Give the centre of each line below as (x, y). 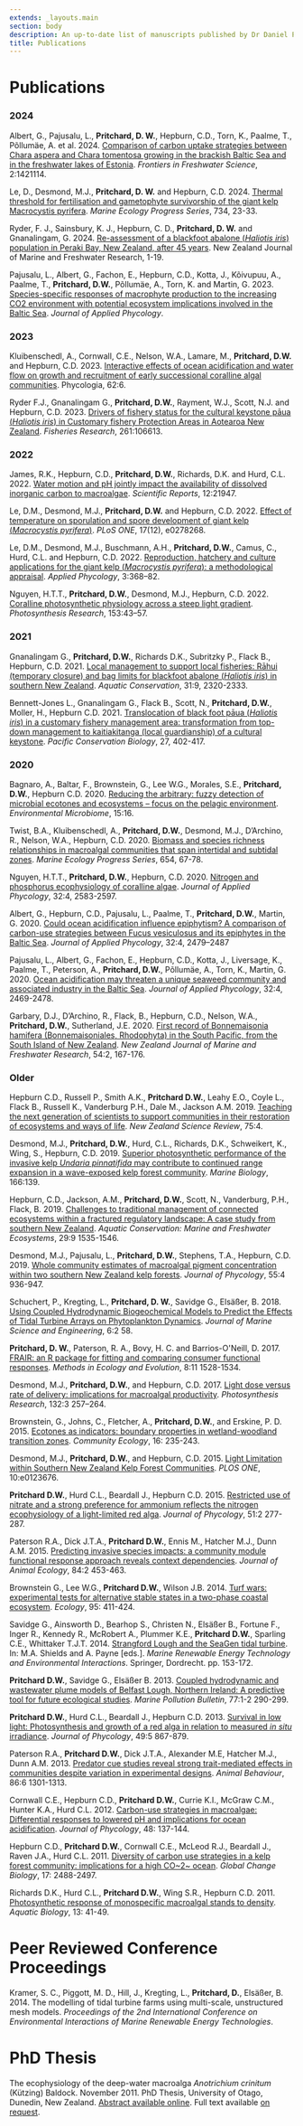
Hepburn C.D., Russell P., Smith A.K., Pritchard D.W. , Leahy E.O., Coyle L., (147, 1097)
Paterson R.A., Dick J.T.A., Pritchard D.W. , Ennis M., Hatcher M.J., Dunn (143, 1541)
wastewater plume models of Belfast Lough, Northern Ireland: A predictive (147, 1690)
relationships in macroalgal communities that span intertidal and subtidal (144, 850)
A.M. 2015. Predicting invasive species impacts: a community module (138, 1551)
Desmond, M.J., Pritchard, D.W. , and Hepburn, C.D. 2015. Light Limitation (146, 1458)
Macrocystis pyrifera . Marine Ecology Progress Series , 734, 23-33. (133, 211)
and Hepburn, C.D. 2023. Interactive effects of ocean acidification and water (151, 366)
